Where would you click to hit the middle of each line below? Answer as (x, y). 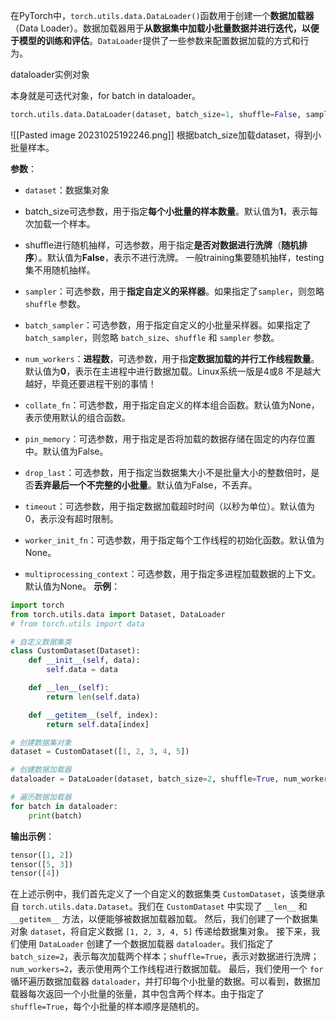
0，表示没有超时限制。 (71, 518)
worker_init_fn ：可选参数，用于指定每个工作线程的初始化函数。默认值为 (174, 540)
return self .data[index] (98, 724)
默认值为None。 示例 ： (72, 586)
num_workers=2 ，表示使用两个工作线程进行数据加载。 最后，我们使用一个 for (167, 969)
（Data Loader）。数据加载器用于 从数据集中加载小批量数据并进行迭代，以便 (165, 28)
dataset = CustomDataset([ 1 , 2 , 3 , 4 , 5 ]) (100, 752)
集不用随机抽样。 (60, 270)
